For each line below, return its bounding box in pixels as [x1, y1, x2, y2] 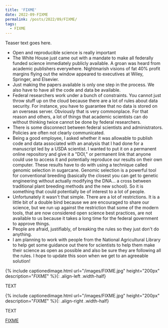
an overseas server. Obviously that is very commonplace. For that [12, 109, 148, 115]
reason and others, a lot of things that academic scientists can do [12, 114, 148, 120]
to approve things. [12, 221, 50, 227]
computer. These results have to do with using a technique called [12, 162, 148, 168]
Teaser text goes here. [5, 40, 52, 46]
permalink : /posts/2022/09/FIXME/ [5, 17, 78, 22]
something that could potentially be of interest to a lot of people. [12, 189, 145, 195]
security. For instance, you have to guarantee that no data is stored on [12, 103, 158, 109]
